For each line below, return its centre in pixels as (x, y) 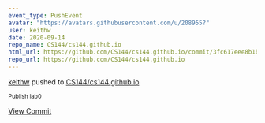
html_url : (24, 52)
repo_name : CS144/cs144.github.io (65, 45)
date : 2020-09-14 (37, 37)
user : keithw (30, 30)
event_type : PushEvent (45, 15)
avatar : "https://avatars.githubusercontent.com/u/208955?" (109, 23)
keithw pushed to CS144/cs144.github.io (74, 82)
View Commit (30, 110)
